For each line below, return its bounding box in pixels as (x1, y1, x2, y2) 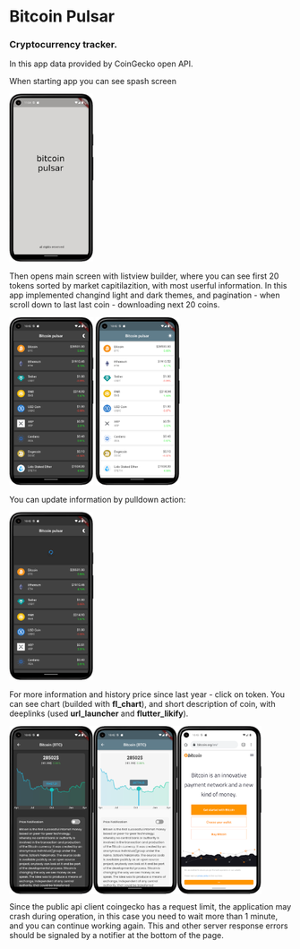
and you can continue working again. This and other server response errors (9, 920, 288, 931)
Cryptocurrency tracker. (9, 39, 118, 51)
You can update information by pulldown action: (9, 495, 186, 505)
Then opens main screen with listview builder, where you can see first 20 (9, 271, 279, 281)
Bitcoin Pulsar (9, 6, 115, 27)
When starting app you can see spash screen (9, 76, 177, 87)
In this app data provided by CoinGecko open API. (9, 58, 194, 69)
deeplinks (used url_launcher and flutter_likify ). (9, 708, 189, 719)
